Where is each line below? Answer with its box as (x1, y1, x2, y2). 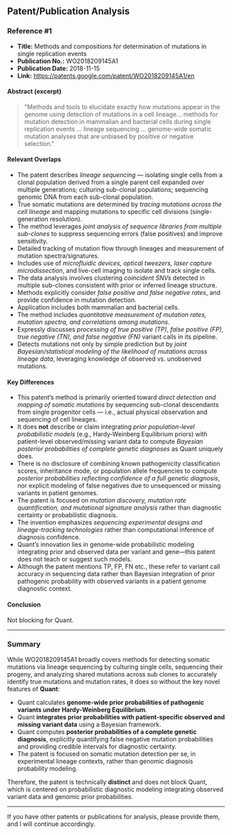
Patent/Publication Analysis (7, 6, 130, 17)
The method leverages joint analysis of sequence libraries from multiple (17, 222, 222, 231)
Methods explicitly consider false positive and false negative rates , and (17, 289, 221, 297)
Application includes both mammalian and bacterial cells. (17, 303, 180, 312)
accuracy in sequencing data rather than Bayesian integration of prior (17, 570, 215, 578)
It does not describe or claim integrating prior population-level (17, 422, 195, 431)
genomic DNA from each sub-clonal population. (17, 193, 153, 201)
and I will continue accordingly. (7, 820, 96, 828)
